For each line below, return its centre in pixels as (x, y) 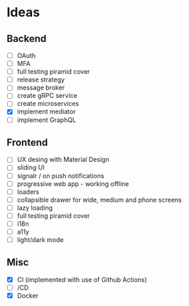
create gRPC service (47, 96)
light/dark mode (40, 240)
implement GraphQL (46, 120)
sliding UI (31, 168)
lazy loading (35, 207)
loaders (28, 192)
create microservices (48, 104)
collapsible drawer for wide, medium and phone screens (99, 200)
